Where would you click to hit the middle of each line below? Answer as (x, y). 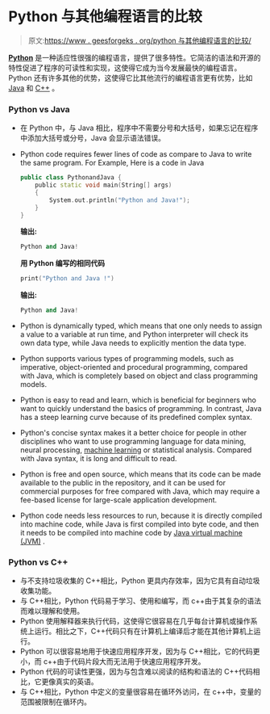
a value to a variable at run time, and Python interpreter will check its (134, 334)
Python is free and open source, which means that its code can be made (141, 474)
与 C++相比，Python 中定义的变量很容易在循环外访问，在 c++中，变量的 (141, 692)
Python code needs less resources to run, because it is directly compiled (141, 516)
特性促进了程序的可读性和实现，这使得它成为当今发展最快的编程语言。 (125, 67)
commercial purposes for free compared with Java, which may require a (140, 491)
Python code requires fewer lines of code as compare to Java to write (136, 154)
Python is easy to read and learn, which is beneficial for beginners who (138, 400)
